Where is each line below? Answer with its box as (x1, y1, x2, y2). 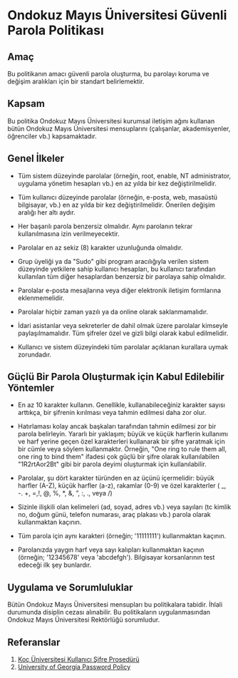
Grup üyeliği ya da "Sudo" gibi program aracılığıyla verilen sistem (17, 257, 209, 265)
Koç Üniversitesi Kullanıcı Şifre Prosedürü (17, 655, 140, 664)
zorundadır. (17, 350, 52, 359)
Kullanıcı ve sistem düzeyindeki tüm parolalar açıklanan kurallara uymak (17, 342, 228, 351)
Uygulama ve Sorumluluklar (7, 581, 133, 593)
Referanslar (7, 636, 61, 648)
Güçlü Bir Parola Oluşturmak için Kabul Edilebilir (7, 371, 224, 383)
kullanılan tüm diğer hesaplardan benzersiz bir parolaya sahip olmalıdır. (17, 272, 227, 281)
